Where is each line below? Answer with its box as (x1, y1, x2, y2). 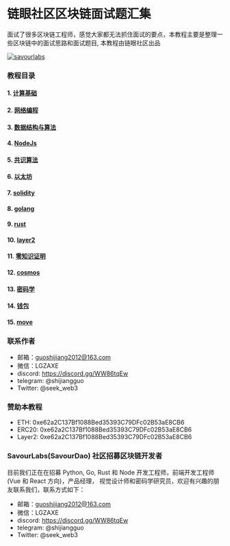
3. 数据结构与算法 (7, 123, 57, 131)
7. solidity (7, 189, 36, 197)
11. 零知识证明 (7, 252, 46, 260)
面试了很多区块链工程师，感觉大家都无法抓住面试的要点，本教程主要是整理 (7, 30, 217, 38)
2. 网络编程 (7, 106, 39, 114)
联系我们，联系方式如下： (12, 485, 86, 493)
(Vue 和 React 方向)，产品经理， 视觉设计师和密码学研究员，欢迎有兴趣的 (7, 477, 214, 485)
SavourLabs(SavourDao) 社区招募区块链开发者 (7, 451, 163, 461)
